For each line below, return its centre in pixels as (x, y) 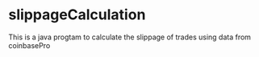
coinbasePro (29, 45)
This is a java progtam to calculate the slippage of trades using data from (130, 37)
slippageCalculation (77, 15)
